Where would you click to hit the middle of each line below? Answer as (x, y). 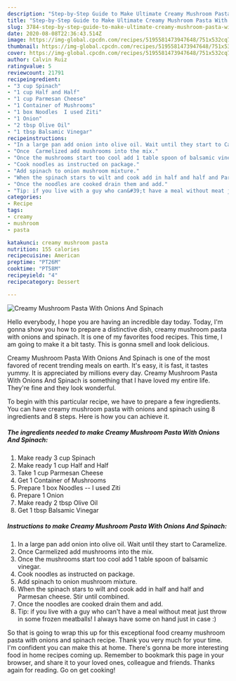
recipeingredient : (34, 79)
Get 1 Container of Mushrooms (62, 480)
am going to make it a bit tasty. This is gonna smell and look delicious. (108, 344)
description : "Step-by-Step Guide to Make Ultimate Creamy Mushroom (110, 14)
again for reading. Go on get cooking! (61, 670)
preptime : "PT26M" (34, 262)
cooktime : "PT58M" (34, 269)
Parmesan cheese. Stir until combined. (73, 596)
